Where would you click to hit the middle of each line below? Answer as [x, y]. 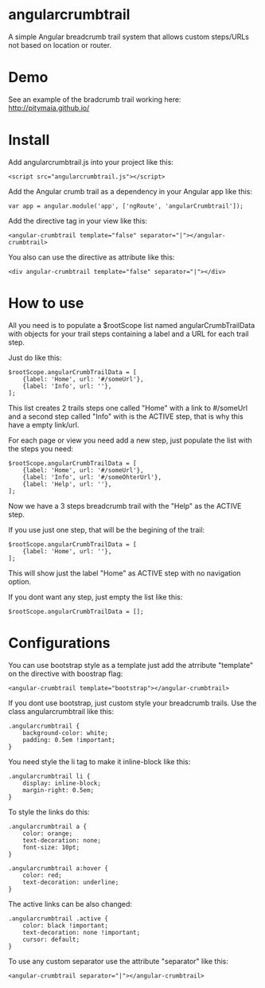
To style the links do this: [49, 812]
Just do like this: [35, 357]
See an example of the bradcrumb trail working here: [95, 99]
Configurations [59, 643]
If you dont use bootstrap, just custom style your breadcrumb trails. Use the [132, 703]
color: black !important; [66, 925]
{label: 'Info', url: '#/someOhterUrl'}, [92, 477]
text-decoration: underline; [71, 882]
